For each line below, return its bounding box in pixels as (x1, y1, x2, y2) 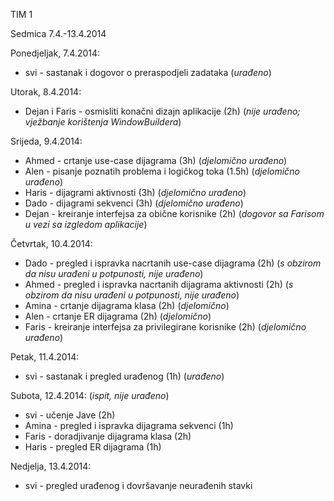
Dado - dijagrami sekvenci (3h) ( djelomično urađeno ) (24, 197, 244, 209)
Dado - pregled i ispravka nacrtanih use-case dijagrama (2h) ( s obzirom (24, 257, 322, 269)
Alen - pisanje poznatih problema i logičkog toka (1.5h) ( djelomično (24, 165, 300, 177)
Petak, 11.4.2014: (10, 351, 80, 363)
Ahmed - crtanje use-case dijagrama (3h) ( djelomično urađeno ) (24, 155, 288, 166)
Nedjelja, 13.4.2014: (10, 460, 92, 472)
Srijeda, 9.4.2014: (10, 135, 83, 147)
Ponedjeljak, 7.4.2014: (10, 47, 101, 59)
